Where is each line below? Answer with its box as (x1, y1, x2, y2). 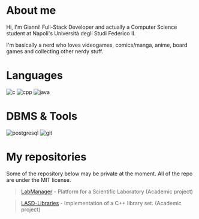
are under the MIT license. (6, 176, 71, 183)
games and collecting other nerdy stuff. (6, 47, 104, 54)
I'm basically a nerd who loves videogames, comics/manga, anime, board (6, 41, 188, 48)
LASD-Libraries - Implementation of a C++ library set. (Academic (20, 199, 182, 206)
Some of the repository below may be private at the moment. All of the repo (6, 170, 193, 177)
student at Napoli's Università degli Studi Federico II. (6, 29, 136, 36)
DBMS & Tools (6, 109, 78, 123)
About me (6, 4, 56, 17)
